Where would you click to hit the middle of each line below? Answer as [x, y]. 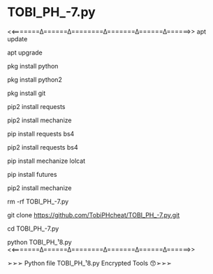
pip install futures [32, 174]
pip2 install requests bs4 [43, 147]
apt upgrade [25, 52]
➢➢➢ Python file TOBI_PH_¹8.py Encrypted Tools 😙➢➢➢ [90, 263]
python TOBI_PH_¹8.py [39, 242]
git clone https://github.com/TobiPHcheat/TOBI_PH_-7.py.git [94, 215]
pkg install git [27, 93]
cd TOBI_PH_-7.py [33, 229]
